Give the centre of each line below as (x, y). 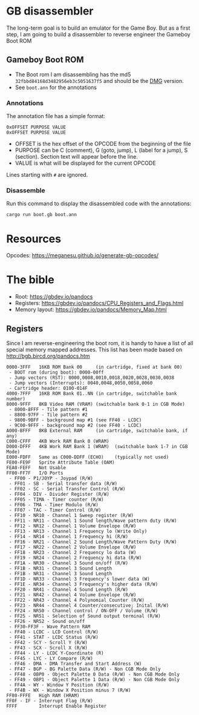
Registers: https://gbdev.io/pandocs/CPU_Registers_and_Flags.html (99, 303)
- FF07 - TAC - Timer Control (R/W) (55, 510)
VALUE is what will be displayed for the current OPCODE (85, 163)
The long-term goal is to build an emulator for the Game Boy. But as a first (98, 28)
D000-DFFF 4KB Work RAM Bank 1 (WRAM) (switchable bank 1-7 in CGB (97, 447)
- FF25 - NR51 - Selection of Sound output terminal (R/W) (85, 616)
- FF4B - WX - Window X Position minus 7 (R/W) (70, 690)
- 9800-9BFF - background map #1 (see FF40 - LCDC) (75, 420)
